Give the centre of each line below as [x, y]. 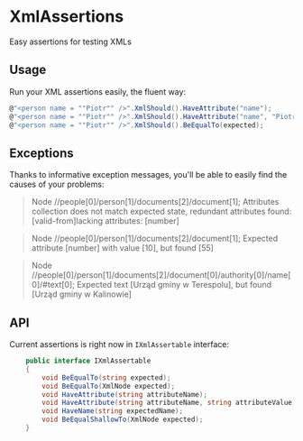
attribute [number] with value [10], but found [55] [123, 248]
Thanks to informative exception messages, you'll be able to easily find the [148, 175]
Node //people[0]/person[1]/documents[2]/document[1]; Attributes [155, 202]
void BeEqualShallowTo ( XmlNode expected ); [123, 420]
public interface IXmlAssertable [88, 361]
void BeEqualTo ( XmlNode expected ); [109, 386]
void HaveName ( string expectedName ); [112, 411]
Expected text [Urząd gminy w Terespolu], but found [174, 285]
